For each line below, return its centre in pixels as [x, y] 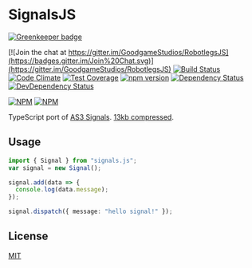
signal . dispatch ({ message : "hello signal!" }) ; [91, 212]
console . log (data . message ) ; [62, 190]
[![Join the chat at [37, 52]
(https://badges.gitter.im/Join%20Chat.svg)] [81, 61]
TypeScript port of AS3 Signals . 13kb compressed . [91, 116]
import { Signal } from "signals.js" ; [73, 160]
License [28, 236]
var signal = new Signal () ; [55, 168]
